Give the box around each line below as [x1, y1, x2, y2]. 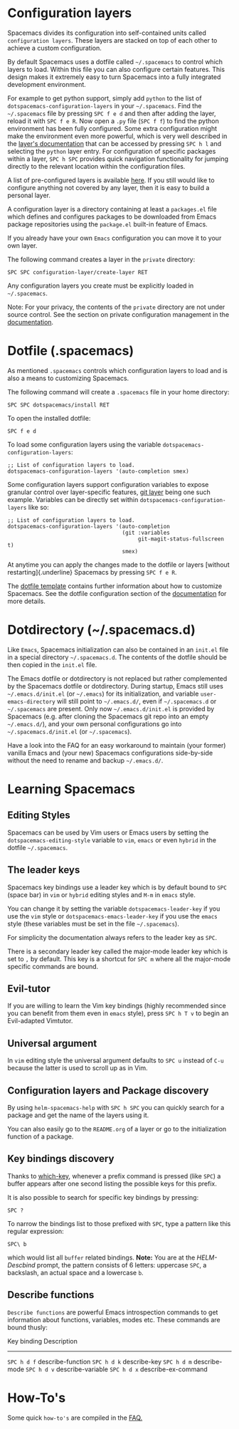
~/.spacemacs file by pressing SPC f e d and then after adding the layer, [7, 109, 216, 117]
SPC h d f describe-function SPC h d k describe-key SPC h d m [7, 1357, 192, 1366]
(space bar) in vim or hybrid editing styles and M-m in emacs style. [7, 890, 196, 899]
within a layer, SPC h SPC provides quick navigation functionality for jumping [7, 155, 229, 163]
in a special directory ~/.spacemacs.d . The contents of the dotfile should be [7, 653, 228, 661]
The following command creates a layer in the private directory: [7, 255, 196, 263]
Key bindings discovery [7, 1153, 115, 1165]
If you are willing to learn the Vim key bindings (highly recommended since [7, 1002, 226, 1010]
